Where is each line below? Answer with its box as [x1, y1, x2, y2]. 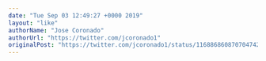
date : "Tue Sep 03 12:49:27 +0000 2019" [8, 11, 144, 20]
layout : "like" [8, 19, 59, 27]
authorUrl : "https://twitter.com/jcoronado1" [8, 33, 161, 42]
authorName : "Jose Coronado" [8, 26, 104, 34]
